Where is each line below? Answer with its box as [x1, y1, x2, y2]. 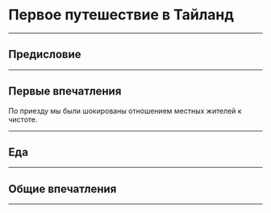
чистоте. [8, 115, 38, 124]
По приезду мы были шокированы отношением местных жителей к [8, 106, 242, 115]
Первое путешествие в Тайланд [8, 6, 234, 24]
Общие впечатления [8, 182, 117, 195]
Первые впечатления [8, 85, 122, 98]
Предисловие [8, 48, 81, 61]
